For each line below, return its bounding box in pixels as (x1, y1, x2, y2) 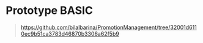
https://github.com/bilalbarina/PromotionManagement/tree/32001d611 (20, 24, 197, 31)
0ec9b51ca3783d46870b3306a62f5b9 (20, 30, 120, 37)
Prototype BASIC (6, 4, 93, 18)
